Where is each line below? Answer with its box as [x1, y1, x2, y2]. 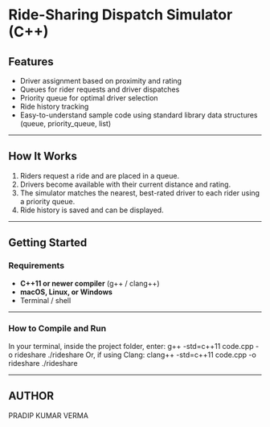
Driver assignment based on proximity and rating [19, 76, 182, 85]
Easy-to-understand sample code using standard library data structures [19, 110, 259, 120]
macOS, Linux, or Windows [19, 287, 112, 297]
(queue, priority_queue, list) [19, 119, 112, 128]
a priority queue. [19, 196, 76, 206]
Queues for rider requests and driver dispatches [19, 84, 180, 94]
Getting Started [8, 236, 88, 250]
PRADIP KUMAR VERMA [8, 410, 88, 420]
